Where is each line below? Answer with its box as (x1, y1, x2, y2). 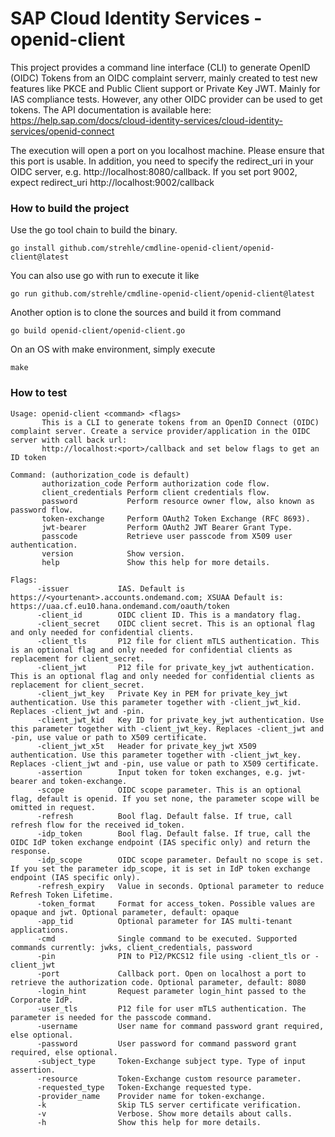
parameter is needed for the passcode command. (10, 1012, 213, 1022)
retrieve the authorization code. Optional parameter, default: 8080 (10, 977, 307, 987)
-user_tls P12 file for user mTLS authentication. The (36, 1003, 307, 1014)
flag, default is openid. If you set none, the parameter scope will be (10, 793, 320, 804)
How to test (10, 386, 68, 400)
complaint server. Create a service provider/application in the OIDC (10, 426, 311, 436)
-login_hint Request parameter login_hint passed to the (36, 986, 307, 996)
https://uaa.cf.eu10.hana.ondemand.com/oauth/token (10, 601, 230, 611)
